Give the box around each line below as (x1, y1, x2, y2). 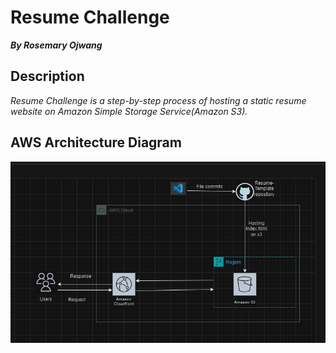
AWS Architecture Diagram (10, 134, 182, 151)
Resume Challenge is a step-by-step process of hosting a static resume (10, 94, 307, 106)
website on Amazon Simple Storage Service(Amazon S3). (10, 105, 248, 117)
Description (10, 68, 85, 85)
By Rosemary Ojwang (10, 39, 103, 51)
